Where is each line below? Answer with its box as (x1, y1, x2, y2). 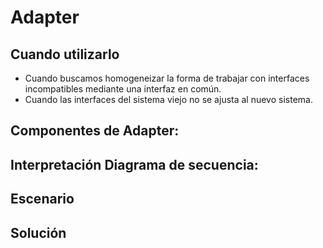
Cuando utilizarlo (10, 46, 120, 63)
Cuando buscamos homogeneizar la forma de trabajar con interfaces (24, 72, 310, 84)
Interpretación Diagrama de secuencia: (10, 156, 259, 173)
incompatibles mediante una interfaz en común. (24, 83, 222, 95)
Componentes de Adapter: (10, 122, 180, 140)
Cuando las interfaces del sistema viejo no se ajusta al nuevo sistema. (24, 94, 313, 105)
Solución (10, 224, 67, 241)
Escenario (10, 191, 75, 208)
